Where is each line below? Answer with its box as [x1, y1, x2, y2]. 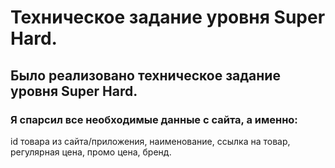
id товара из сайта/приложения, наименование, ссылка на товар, [10, 135, 291, 147]
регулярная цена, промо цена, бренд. [10, 146, 172, 158]
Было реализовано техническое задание [10, 67, 281, 84]
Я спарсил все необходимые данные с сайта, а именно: [10, 112, 298, 126]
